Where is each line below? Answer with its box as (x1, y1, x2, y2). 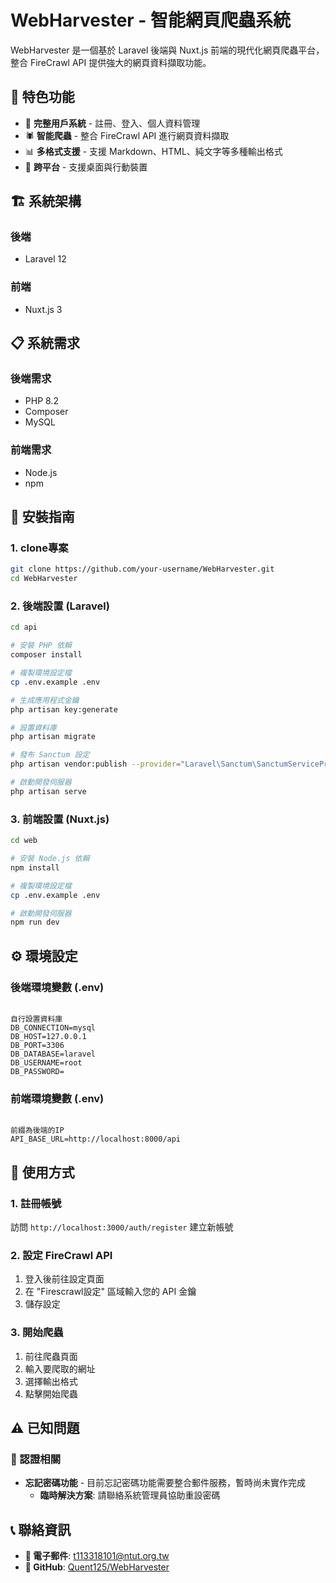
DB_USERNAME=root (10, 1057, 83, 1068)
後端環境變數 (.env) (10, 980, 105, 994)
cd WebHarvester (10, 574, 78, 584)
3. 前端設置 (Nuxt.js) (10, 812, 110, 826)
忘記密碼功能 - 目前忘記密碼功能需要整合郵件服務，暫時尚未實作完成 (24, 1477, 307, 1489)
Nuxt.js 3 (24, 303, 63, 315)
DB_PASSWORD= (10, 1066, 65, 1076)
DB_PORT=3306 (10, 1040, 65, 1050)
